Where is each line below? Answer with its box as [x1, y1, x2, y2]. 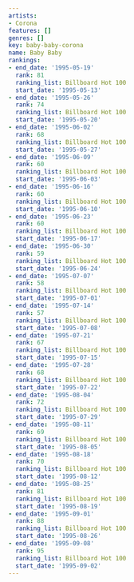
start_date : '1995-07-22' [15, 383, 102, 392]
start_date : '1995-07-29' [15, 413, 102, 421]
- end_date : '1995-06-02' [8, 123, 94, 131]
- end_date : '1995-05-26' [8, 94, 94, 102]
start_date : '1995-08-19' [15, 502, 102, 510]
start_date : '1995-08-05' [15, 443, 102, 451]
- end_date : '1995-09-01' [8, 509, 94, 518]
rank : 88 [15, 517, 45, 525]
